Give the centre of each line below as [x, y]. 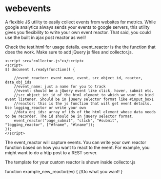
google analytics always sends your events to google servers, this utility [77, 27]
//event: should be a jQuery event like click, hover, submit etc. [84, 90]
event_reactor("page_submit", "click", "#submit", [66, 120]
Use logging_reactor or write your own [46, 107]
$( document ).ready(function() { [40, 69]
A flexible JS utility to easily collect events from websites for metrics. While [80, 22]
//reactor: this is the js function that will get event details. [83, 103]
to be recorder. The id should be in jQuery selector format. [70, 116]
